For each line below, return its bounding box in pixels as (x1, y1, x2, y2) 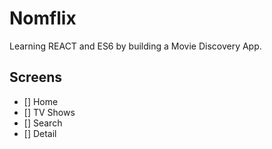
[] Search (23, 117, 63, 129)
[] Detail (23, 127, 57, 139)
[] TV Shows (23, 106, 76, 118)
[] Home (23, 95, 59, 107)
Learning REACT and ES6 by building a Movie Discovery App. (9, 40, 262, 52)
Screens (9, 69, 62, 86)
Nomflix (9, 7, 77, 30)
